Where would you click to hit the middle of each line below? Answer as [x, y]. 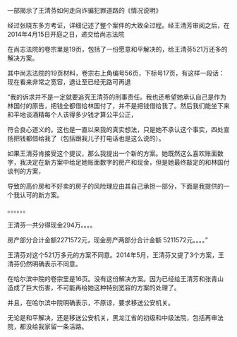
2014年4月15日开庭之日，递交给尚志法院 [66, 34]
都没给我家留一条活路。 [54, 326]
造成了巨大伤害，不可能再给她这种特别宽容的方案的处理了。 [94, 288]
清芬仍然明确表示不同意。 [44, 264]
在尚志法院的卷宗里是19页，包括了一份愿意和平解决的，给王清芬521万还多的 [117, 49]
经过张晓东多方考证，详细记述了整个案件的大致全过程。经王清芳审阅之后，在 [119, 25]
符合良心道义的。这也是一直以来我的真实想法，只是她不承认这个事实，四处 [115, 130]
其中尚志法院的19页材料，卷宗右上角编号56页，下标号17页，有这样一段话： [116, 73]
